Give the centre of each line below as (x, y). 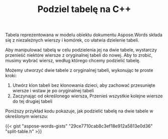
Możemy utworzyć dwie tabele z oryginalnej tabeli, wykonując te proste (79, 70)
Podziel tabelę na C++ (84, 9)
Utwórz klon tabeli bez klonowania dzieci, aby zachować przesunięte (84, 85)
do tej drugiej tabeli (32, 101)
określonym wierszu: (27, 116)
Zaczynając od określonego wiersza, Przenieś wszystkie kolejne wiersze (88, 96)
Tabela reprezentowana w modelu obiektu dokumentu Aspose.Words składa (84, 35)
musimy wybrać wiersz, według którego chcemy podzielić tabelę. (73, 61)
